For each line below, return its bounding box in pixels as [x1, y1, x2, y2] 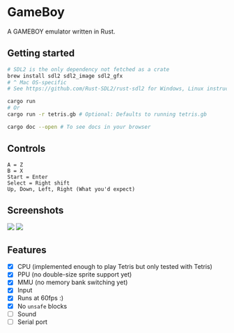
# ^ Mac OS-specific [7, 79, 68, 86]
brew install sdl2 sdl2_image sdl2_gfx [7, 72, 123, 79]
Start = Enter [7, 173, 49, 180]
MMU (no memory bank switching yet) [17, 278, 128, 286]
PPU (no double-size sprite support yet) [17, 270, 132, 279]
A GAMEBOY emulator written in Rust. [7, 27, 116, 36]
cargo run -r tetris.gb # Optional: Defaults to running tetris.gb [7, 111, 208, 118]
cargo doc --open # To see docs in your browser [7, 123, 151, 130]
